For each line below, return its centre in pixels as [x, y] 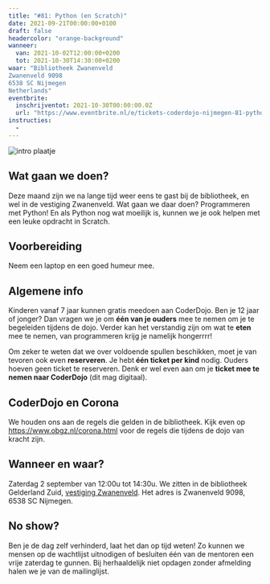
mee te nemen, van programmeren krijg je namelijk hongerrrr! [110, 336]
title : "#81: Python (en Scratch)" [68, 16]
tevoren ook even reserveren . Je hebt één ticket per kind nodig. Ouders [129, 360]
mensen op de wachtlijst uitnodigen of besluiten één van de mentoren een [131, 554]
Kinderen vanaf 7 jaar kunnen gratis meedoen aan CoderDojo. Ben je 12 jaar [134, 311]
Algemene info [46, 291]
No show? [34, 526]
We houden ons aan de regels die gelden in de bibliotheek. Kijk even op [127, 422]
